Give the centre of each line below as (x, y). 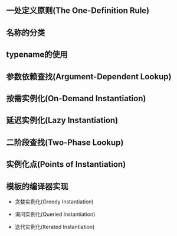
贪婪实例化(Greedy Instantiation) (54, 201)
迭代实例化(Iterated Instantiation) (55, 227)
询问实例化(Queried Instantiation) (55, 214)
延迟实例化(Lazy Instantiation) (62, 120)
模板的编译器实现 (37, 186)
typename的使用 (37, 55)
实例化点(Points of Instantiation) (66, 164)
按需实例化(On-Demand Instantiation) (76, 98)
